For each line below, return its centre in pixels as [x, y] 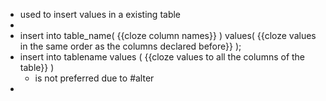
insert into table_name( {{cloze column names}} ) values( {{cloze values [168, 35]
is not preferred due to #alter [94, 78]
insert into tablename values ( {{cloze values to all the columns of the [162, 57]
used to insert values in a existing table [100, 14]
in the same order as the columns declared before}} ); [130, 46]
